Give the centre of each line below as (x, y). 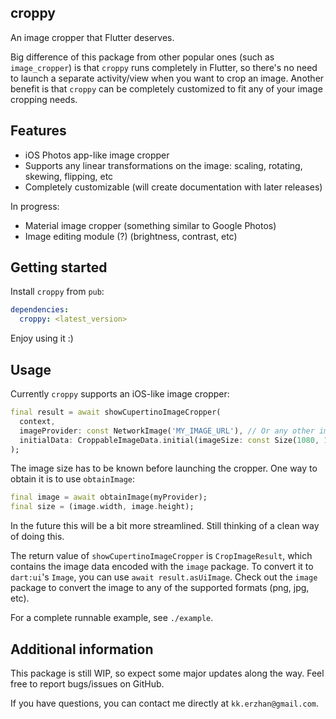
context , (37, 421)
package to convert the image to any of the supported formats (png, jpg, (160, 588)
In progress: (35, 206)
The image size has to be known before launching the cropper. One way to (164, 468)
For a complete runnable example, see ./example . (112, 618)
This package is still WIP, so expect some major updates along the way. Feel (167, 673)
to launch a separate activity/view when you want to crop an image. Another (167, 78)
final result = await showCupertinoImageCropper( (116, 412)
